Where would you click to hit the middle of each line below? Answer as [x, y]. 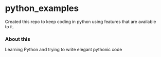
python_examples [42, 8]
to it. [9, 26]
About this [18, 39]
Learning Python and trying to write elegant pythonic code [64, 50]
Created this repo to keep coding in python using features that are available [81, 22]
